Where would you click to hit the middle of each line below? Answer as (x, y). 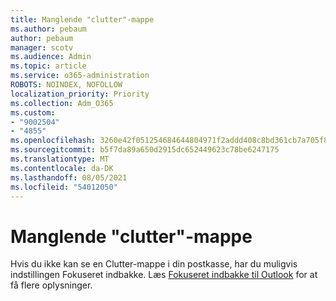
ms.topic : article (48, 66)
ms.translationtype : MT (60, 159)
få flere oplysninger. (51, 285)
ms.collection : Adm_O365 (62, 103)
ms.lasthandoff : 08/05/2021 (69, 177)
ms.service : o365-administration (80, 76)
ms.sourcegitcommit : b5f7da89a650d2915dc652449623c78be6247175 (145, 150)
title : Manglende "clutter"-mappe (82, 19)
